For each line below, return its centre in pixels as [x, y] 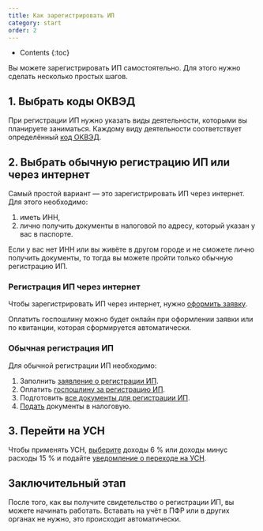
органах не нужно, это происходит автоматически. [95, 519]
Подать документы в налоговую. [75, 406]
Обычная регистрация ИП [61, 348]
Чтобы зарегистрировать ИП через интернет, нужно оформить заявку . [128, 304]
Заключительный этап [67, 483]
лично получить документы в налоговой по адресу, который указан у [137, 226]
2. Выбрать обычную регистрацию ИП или [119, 162]
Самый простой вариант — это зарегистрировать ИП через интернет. [126, 193]
